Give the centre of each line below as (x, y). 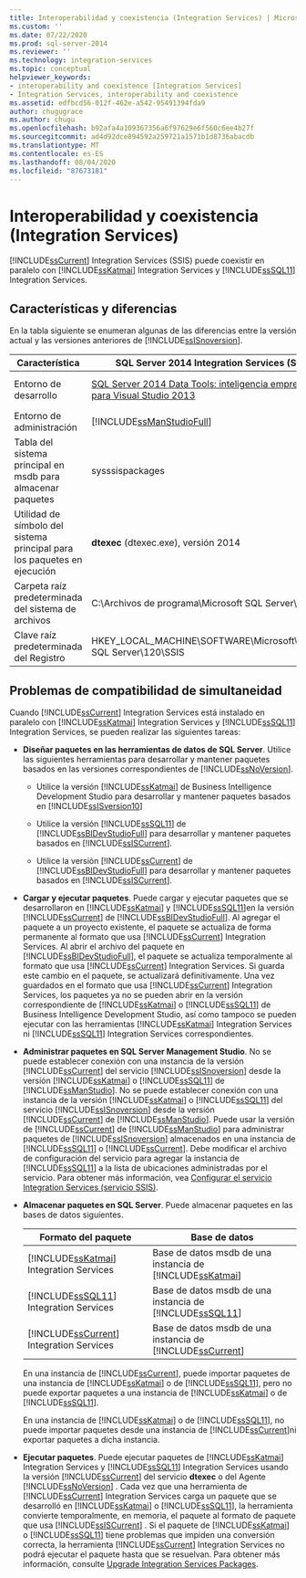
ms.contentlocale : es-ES (56, 153)
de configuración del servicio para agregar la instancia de (131, 1158)
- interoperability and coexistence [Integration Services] (126, 86)
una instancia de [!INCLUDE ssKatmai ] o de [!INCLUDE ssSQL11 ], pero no (158, 1383)
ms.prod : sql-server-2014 (58, 43)
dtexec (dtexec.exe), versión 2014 (166, 542)
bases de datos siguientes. (73, 1215)
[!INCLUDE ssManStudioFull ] (151, 422)
